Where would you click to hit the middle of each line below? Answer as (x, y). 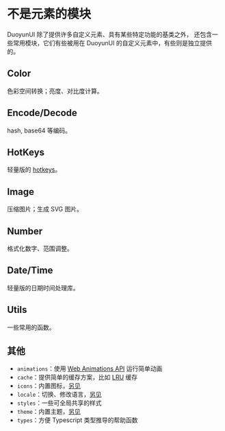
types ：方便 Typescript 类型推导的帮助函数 (77, 420)
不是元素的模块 (49, 14)
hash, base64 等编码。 (39, 130)
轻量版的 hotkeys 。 (34, 170)
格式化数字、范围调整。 (40, 248)
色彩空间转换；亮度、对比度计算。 (55, 91)
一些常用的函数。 (31, 327)
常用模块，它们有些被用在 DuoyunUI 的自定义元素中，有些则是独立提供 (112, 43)
